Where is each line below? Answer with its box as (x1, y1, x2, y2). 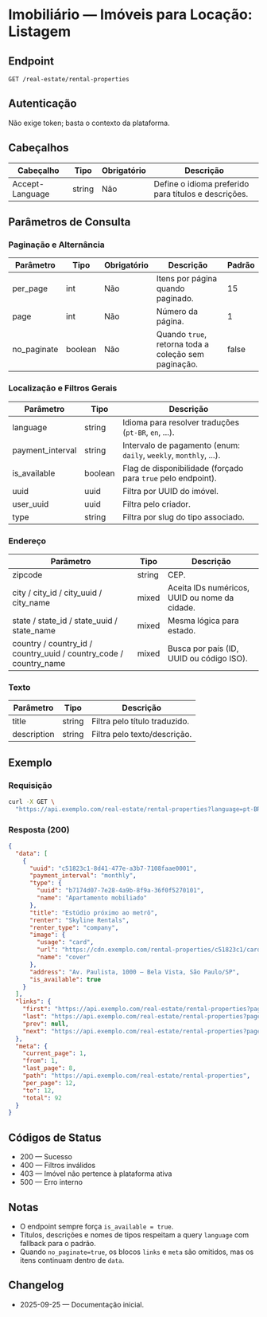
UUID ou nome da (168, 592, 234, 603)
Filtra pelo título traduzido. (91, 715, 190, 727)
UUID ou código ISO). (168, 653, 248, 664)
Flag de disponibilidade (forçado (122, 462, 244, 473)
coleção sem (156, 349, 205, 360)
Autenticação (8, 97, 77, 111)
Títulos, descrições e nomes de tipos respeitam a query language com (19, 1229, 249, 1240)
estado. (168, 625, 196, 636)
